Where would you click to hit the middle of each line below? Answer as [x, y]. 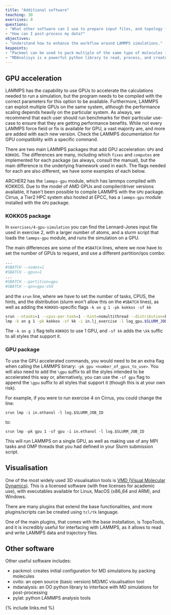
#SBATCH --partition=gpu [32, 282]
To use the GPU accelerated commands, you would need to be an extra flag [85, 360]
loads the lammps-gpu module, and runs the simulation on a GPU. [72, 238]
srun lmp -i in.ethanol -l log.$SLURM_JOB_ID [54, 413]
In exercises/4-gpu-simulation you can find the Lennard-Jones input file [81, 227]
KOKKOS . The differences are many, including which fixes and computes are [83, 155]
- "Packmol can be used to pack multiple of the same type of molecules [84, 53]
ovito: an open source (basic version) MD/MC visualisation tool [78, 582]
